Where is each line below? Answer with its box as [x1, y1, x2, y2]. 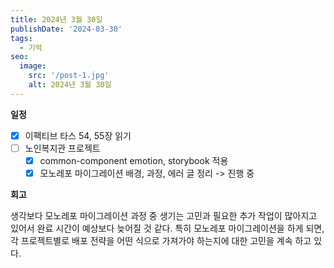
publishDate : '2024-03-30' [10, 24, 123, 34]
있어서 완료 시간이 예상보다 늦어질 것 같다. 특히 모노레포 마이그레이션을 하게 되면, [10, 222, 325, 234]
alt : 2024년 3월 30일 [28, 80, 112, 90]
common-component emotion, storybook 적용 [39, 154, 229, 166]
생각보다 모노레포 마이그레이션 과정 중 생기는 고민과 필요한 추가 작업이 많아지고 [10, 210, 318, 221]
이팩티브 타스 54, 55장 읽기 [24, 129, 132, 141]
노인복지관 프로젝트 [24, 142, 101, 154]
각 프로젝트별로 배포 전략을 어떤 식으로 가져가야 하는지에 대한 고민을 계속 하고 [10, 235, 312, 246]
